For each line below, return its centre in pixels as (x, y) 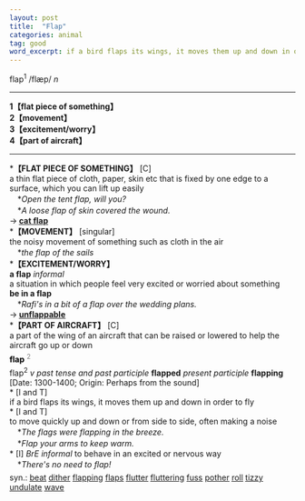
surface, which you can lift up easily (77, 188)
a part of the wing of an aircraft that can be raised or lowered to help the (144, 335)
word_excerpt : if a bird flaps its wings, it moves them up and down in (150, 52)
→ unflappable (38, 314)
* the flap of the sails (55, 252)
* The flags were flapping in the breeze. (90, 432)
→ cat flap (29, 220)
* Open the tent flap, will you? (72, 199)
